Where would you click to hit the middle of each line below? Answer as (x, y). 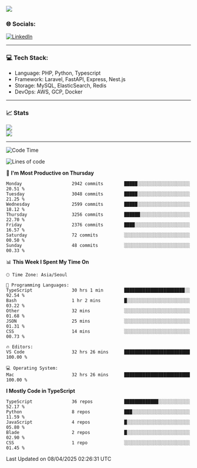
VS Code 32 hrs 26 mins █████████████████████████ (98, 352)
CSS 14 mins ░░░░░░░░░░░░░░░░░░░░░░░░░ (98, 331)
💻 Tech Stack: (27, 58)
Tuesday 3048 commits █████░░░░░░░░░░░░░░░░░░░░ (98, 194)
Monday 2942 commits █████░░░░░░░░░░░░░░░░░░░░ (98, 183)
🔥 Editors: (20, 347)
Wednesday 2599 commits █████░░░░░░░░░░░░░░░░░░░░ (98, 204)
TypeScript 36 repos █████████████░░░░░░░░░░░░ (98, 402)
